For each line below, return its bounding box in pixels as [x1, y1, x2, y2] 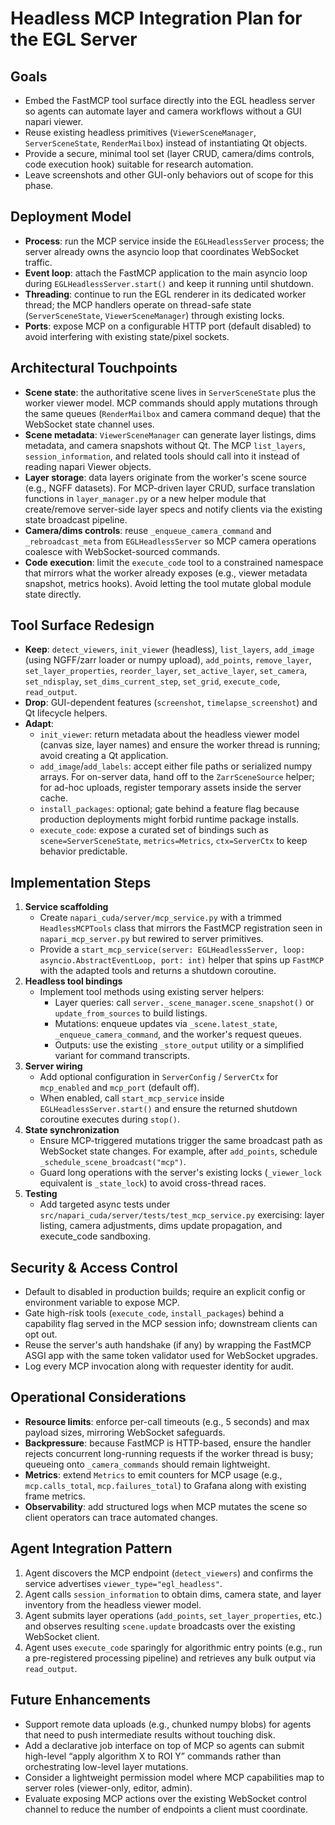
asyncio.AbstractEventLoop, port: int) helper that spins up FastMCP [39, 954, 325, 966]
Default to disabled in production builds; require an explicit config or [24, 1286, 306, 1298]
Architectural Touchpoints [10, 360, 178, 377]
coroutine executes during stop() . [39, 1113, 181, 1126]
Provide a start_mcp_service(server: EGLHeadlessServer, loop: [39, 943, 306, 956]
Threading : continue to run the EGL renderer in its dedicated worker [24, 288, 307, 300]
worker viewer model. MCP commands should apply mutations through [24, 397, 318, 409]
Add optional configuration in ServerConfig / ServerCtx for [39, 1071, 279, 1083]
